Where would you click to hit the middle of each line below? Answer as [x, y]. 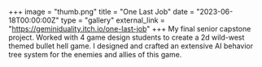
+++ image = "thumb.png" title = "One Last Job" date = [102, 12]
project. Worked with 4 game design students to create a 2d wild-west [127, 37]
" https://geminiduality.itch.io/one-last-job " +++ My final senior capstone [130, 29]
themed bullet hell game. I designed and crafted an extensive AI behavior [131, 46]
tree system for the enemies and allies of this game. [95, 54]
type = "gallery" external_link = [113, 20]
